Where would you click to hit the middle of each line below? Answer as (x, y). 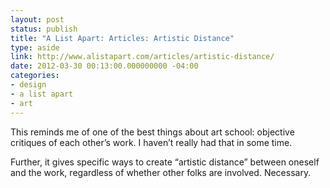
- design (28, 85)
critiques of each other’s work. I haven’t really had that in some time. (151, 142)
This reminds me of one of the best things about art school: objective (152, 132)
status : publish (44, 29)
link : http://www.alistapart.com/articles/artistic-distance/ (142, 57)
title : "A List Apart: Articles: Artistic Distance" (122, 38)
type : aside (35, 47)
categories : (35, 76)
